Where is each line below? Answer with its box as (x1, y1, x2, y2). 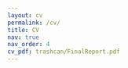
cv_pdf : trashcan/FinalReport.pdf (7, 48, 121, 55)
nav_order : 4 (7, 41, 50, 48)
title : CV (7, 26, 40, 34)
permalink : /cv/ (7, 19, 60, 27)
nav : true (7, 33, 40, 41)
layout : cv (7, 11, 43, 20)
